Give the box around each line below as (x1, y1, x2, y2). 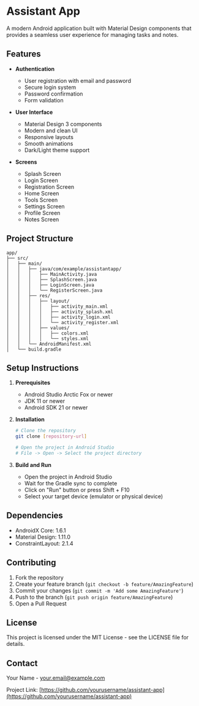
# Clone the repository (15, 428, 77, 434)
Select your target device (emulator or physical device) (24, 492, 163, 500)
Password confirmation (24, 90, 83, 97)
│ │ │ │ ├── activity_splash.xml (6, 308, 114, 315)
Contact (6, 658, 38, 669)
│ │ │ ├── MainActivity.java (6, 271, 97, 277)
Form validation (24, 96, 64, 104)
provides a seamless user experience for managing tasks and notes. (6, 31, 179, 38)
